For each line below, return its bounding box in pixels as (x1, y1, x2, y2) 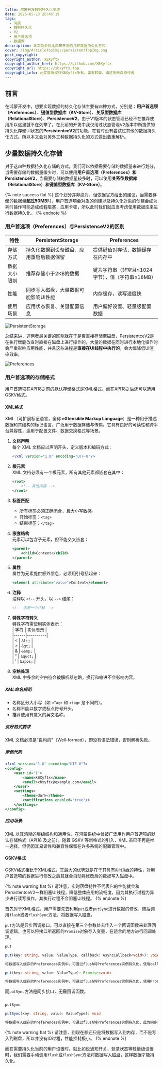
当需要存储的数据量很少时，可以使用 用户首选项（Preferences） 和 (5, 169, 137, 175)
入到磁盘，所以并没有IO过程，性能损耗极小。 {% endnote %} (5, 1035, 127, 1041)
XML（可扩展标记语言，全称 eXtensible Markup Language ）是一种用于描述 (5, 416, 157, 422)
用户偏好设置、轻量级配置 (93, 303, 151, 310)
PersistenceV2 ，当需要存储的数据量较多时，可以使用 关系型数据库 (5, 175, 137, 181)
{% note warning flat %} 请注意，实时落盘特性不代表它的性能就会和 (5, 883, 140, 889)
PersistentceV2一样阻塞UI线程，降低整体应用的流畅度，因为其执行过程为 (5, 889, 150, 895)
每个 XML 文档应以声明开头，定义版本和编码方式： (12, 444, 113, 450)
